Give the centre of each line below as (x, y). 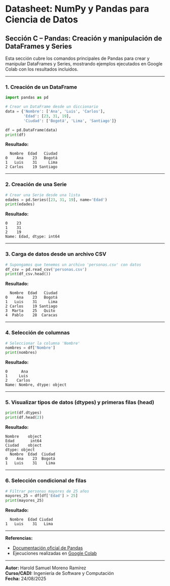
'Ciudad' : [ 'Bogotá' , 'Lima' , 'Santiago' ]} (70, 121)
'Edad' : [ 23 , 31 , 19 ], (47, 116)
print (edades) (20, 204)
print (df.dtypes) (24, 413)
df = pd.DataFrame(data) (31, 130)
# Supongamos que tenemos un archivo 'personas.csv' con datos (73, 265)
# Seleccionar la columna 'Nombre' (43, 343)
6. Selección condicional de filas (46, 481)
